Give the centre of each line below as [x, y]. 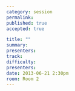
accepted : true [25, 29]
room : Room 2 [23, 79]
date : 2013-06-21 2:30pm [37, 73]
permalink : [20, 17]
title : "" [19, 40]
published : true [27, 23]
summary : [17, 45]
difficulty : [21, 62]
